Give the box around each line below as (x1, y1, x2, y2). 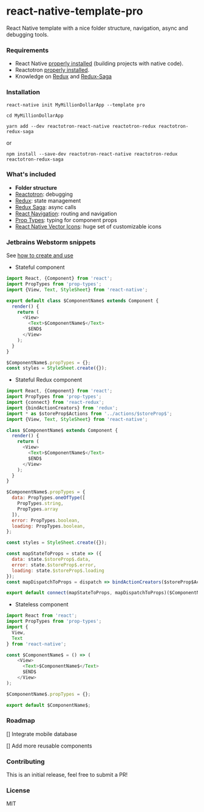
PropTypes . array (17, 506, 59, 512)
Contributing (6, 757, 45, 766)
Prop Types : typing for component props (15, 216, 117, 223)
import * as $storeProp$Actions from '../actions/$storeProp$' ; (6, 411, 172, 417)
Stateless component (15, 601, 69, 608)
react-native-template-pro (6, 4, 143, 18)
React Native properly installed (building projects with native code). (15, 60, 184, 68)
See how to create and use (6, 252, 74, 259)
